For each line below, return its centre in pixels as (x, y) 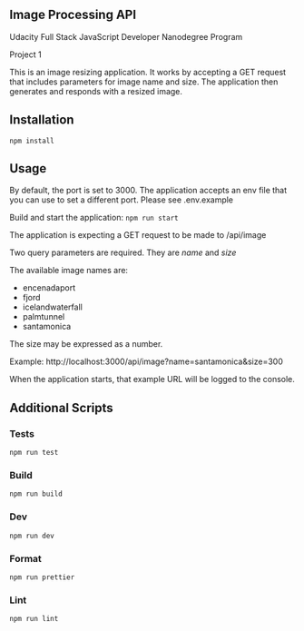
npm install (32, 141)
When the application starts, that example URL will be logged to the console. (152, 380)
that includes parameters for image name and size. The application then (144, 82)
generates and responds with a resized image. (96, 91)
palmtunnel (44, 317)
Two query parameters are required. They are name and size (123, 252)
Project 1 (26, 54)
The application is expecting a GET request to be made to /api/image (138, 235)
